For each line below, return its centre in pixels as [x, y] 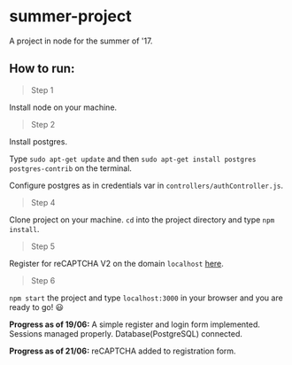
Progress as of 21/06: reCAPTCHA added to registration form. [123, 351]
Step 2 [43, 124]
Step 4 [43, 202]
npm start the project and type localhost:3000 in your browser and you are [146, 298]
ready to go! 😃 [36, 307]
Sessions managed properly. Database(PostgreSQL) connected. [126, 333]
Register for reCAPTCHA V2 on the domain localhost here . [116, 263]
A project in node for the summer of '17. [81, 41]
